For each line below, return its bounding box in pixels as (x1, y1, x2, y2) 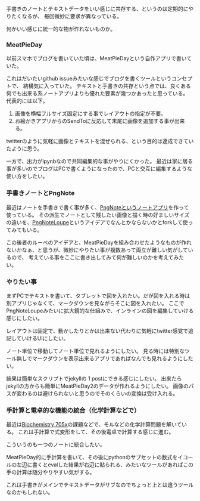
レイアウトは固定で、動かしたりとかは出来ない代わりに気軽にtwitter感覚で (6, 327, 189, 334)
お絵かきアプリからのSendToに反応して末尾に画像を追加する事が (14, 117, 174, 125)
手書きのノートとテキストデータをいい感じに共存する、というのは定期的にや (6, 5, 194, 12)
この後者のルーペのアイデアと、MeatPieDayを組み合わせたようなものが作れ (6, 239, 192, 246)
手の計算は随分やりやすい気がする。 (6, 469, 95, 476)
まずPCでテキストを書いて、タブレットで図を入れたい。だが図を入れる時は (6, 292, 190, 299)
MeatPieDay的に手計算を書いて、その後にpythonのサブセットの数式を (6, 454, 178, 461)
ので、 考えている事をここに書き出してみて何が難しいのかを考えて (11, 253, 174, 261)
